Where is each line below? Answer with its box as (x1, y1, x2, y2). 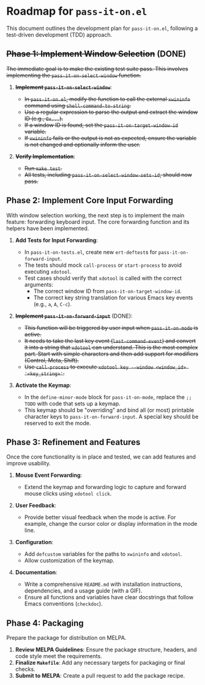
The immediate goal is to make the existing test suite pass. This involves (6, 65, 188, 72)
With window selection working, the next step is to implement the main (6, 211, 185, 219)
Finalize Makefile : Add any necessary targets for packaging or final (15, 659, 185, 667)
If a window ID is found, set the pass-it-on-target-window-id (24, 121, 179, 129)
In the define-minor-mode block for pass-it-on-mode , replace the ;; (24, 393, 192, 400)
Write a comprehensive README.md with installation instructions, (24, 580, 182, 588)
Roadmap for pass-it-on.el (6, 4, 147, 18)
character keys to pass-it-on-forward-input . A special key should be (24, 413, 199, 420)
